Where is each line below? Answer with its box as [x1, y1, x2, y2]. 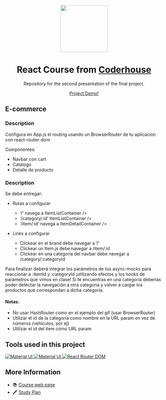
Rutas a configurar [12, 200, 51, 206]
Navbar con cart [12, 156, 46, 162]
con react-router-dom [5, 136, 50, 142]
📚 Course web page [12, 381, 55, 387]
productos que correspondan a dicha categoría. [5, 287, 104, 293]
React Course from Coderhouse [16, 64, 151, 76]
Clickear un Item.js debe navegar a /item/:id [19, 245, 110, 251]
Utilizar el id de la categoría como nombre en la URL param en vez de [12, 315, 155, 321]
